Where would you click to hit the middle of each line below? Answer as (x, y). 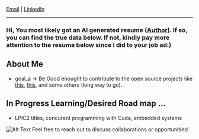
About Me (25, 64)
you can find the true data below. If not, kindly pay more (88, 37)
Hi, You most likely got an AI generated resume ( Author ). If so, (97, 30)
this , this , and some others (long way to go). (68, 85)
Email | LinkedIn (25, 9)
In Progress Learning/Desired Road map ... (86, 104)
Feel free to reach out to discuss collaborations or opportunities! (110, 129)
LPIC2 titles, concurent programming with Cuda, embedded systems (98, 118)
